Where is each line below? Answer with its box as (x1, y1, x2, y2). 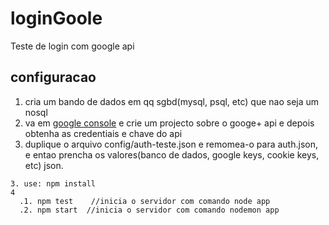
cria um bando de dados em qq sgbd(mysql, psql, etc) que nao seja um (24, 95, 320, 107)
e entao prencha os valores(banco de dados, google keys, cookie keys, (24, 148, 320, 161)
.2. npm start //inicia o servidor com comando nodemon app (19, 205, 280, 215)
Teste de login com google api (10, 40, 135, 52)
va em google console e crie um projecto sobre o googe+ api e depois (24, 117, 315, 129)
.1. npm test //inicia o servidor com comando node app (19, 196, 271, 206)
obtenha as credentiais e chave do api (24, 127, 183, 139)
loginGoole (10, 7, 103, 30)
